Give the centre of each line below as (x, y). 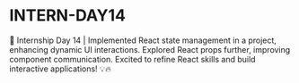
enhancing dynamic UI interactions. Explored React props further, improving (150, 49)
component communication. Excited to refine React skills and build (132, 59)
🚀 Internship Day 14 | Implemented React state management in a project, (143, 40)
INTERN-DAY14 (67, 16)
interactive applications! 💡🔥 (60, 69)
